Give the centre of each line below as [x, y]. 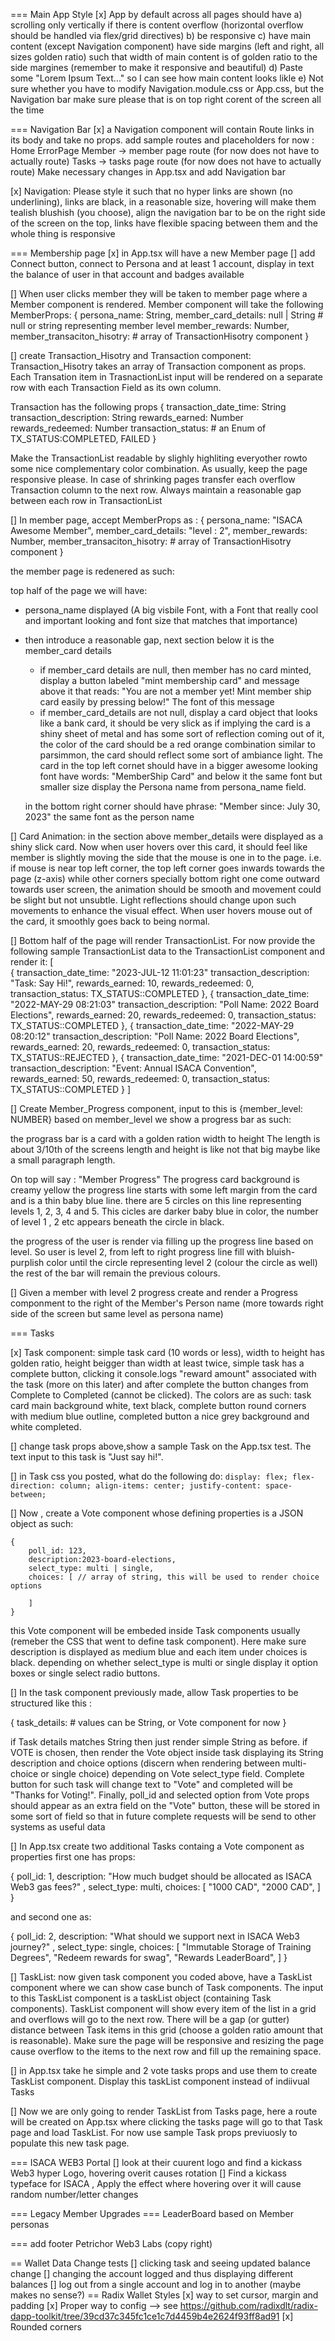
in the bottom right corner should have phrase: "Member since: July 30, [172, 806]
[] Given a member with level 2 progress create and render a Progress [154, 1292]
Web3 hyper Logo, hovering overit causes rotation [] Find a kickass [148, 2173]
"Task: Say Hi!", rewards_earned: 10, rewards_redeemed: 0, [132, 983]
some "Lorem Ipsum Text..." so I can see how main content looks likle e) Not [167, 78]
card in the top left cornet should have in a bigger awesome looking [178, 765]
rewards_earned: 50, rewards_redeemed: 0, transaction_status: [140, 1078]
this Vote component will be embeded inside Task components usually [155, 1630]
